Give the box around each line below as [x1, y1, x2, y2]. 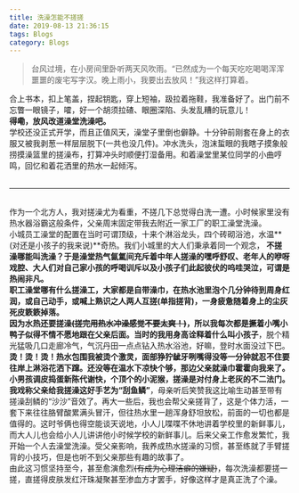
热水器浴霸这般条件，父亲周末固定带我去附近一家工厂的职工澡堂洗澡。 [9, 218, 267, 228]
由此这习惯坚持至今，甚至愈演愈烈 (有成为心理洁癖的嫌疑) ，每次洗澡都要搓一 [9, 463, 288, 473]
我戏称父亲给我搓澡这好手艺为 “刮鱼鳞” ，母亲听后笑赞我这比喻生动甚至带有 [9, 385, 283, 396]
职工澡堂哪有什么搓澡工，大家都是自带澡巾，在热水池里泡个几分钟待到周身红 [9, 284, 290, 295]
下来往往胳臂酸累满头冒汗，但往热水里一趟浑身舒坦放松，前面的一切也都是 [16, 407, 290, 418]
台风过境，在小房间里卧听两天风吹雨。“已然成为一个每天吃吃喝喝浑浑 [30, 63, 285, 74]
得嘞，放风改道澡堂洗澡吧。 [9, 116, 111, 127]
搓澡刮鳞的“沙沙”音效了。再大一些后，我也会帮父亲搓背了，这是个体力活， [9, 396, 282, 407]
